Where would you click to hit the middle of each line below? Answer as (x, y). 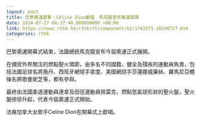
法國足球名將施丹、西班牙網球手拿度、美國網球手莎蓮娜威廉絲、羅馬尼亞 (100, 72)
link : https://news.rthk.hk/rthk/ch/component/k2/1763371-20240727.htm (97, 28)
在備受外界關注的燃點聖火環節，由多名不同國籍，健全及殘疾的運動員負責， (98, 64)
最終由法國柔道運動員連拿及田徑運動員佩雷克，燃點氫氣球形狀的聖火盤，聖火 (100, 92)
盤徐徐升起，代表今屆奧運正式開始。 (51, 100)
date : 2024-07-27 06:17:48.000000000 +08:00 (63, 23)
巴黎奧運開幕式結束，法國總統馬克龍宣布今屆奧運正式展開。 (80, 52)
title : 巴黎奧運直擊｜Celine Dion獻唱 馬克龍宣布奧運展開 (73, 17)
